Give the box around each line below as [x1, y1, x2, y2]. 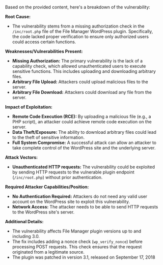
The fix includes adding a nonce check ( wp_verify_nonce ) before [12, 238, 143, 244]
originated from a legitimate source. [12, 249, 85, 255]
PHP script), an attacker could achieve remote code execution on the [12, 119, 152, 124]
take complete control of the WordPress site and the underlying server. [12, 145, 156, 150]
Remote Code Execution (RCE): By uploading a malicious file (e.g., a [12, 114, 151, 119]
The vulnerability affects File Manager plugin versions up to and [12, 228, 141, 234]
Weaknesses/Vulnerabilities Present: [5, 49, 83, 54]
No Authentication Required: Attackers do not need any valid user [12, 194, 147, 199]
